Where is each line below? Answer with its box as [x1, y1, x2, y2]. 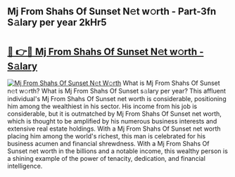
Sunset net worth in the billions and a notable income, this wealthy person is [7, 147, 229, 155]
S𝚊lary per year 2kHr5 [7, 17, 107, 29]
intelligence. [7, 162, 43, 170]
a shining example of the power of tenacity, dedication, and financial [7, 155, 206, 162]
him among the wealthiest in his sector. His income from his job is [7, 102, 198, 110]
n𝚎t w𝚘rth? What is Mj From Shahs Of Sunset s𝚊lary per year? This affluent [7, 87, 227, 95]
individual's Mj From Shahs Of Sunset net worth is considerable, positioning [7, 95, 227, 103]
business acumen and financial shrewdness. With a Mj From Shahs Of [7, 140, 210, 147]
